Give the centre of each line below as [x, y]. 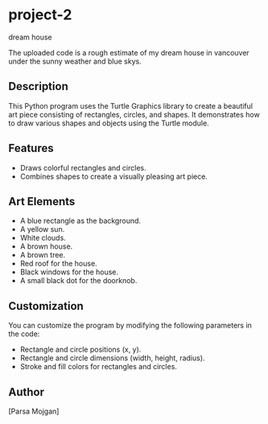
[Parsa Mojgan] [34, 411]
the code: [24, 334]
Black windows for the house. [69, 272]
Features [31, 148]
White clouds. [43, 238]
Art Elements [42, 202]
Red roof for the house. [59, 264]
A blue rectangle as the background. [80, 221]
